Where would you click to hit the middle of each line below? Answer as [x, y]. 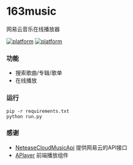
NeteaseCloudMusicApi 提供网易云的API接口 [71, 147]
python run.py [24, 117]
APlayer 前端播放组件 [42, 155]
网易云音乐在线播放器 [33, 29]
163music [31, 11]
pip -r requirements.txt [38, 111]
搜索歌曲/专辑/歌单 [38, 73]
